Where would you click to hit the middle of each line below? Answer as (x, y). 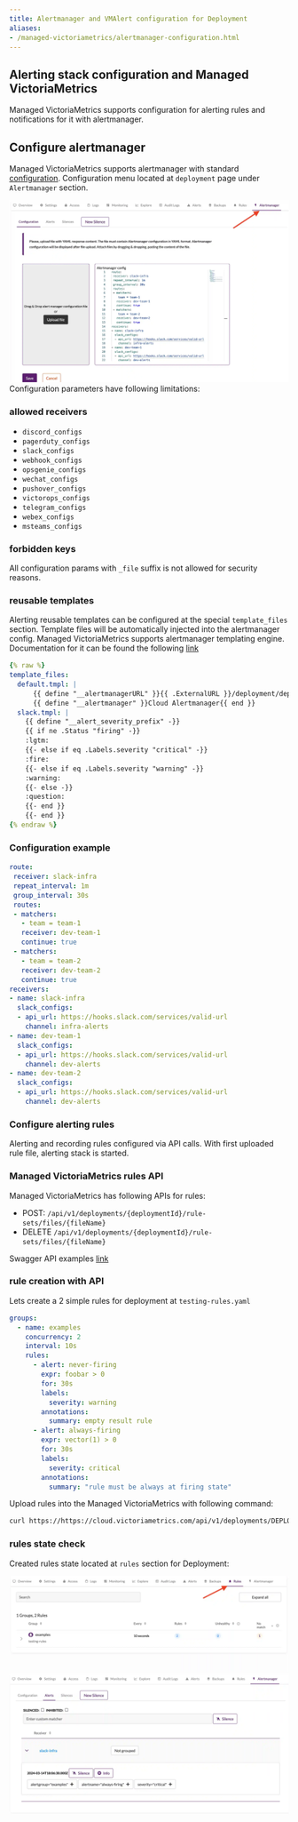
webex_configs (48, 517)
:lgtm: (37, 741)
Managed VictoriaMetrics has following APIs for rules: (107, 1195)
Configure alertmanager (78, 147)
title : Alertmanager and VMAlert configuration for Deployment (129, 19)
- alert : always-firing (77, 1431)
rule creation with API (57, 1282)
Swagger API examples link (59, 1259)
